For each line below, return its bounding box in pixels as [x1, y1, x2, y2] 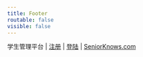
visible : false [7, 23, 51, 30]
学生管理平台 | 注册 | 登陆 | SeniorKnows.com [7, 43, 136, 51]
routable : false [7, 16, 54, 23]
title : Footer [7, 10, 48, 17]
